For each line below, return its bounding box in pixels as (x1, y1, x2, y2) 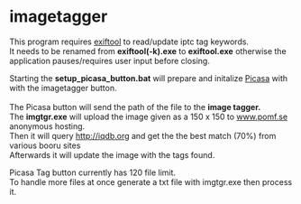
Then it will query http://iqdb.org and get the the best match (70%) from (9, 130, 277, 141)
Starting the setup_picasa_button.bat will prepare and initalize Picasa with (9, 72, 288, 83)
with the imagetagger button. (9, 82, 117, 93)
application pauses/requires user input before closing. (9, 55, 210, 66)
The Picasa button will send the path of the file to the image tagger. (9, 101, 261, 112)
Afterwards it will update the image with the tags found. (9, 149, 215, 160)
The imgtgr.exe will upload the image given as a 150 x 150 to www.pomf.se (9, 111, 288, 122)
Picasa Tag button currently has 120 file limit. (9, 167, 177, 178)
